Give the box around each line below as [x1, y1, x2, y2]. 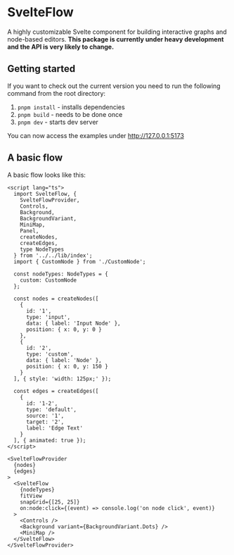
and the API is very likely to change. [7, 42, 115, 51]
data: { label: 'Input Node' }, [25, 320, 121, 327]
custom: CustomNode [20, 276, 77, 284]
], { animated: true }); [13, 437, 86, 444]
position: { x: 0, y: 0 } [25, 325, 102, 333]
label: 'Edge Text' [25, 424, 83, 432]
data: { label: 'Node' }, [25, 356, 102, 363]
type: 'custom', [25, 350, 74, 358]
